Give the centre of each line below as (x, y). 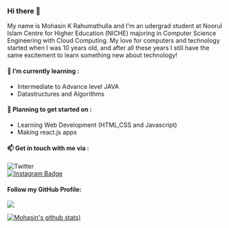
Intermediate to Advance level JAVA (68, 86)
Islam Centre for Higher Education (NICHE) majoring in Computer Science (112, 33)
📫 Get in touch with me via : (48, 148)
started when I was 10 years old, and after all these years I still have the (108, 48)
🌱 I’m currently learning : (43, 71)
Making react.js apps (47, 132)
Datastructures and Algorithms (61, 94)
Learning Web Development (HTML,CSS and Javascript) (97, 125)
